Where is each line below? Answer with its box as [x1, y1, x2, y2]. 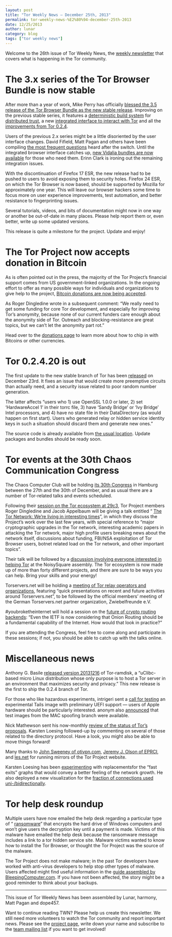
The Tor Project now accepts [5, 247, 130, 258]
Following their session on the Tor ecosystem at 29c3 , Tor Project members [5, 502, 165, 508]
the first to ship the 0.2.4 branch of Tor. [5, 686, 89, 692]
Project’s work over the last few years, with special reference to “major [5, 519, 155, 525]
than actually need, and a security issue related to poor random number [5, 383, 157, 390]
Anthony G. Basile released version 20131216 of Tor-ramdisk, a [5, 669, 137, 676]
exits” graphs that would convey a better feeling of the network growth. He [5, 769, 163, 776]
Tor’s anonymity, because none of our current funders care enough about [5, 311, 161, 317]
